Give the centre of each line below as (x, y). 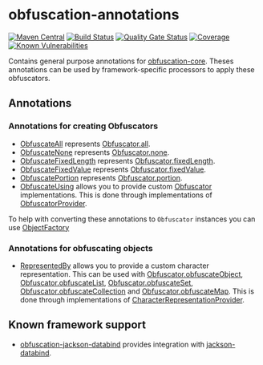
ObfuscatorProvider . (53, 203)
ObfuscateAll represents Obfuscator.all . (85, 144)
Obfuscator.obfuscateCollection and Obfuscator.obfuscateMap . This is (137, 291)
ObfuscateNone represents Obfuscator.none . (95, 152)
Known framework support (77, 325)
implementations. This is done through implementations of (116, 195)
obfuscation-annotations (94, 15)
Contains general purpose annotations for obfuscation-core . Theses (121, 61)
